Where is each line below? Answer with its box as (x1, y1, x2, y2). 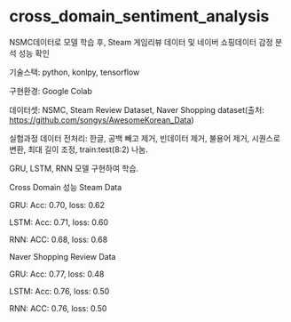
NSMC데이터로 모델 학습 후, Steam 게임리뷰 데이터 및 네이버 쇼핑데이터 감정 (9, 36, 273, 47)
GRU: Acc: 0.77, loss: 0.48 (9, 269, 105, 279)
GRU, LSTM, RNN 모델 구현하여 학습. (9, 163, 139, 173)
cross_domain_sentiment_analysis (9, 6, 270, 27)
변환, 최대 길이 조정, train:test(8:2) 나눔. (9, 144, 149, 155)
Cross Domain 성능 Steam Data (9, 181, 122, 192)
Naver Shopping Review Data (9, 251, 116, 262)
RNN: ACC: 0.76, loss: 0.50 (9, 302, 107, 313)
